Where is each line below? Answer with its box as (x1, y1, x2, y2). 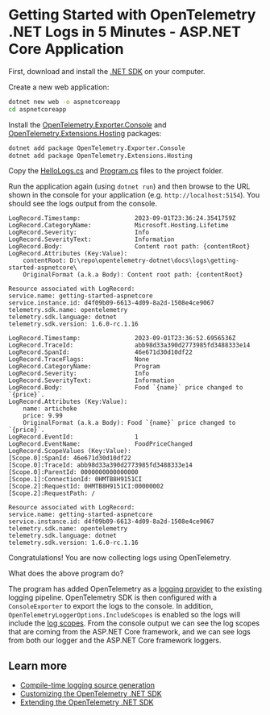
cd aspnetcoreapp (8, 105, 67, 114)
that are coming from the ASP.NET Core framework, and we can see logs (8, 627, 251, 637)
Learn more (8, 659, 68, 672)
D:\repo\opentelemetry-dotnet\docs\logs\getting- (69, 256, 240, 265)
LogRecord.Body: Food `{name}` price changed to (8, 384, 243, 392)
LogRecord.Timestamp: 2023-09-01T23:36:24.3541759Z (8, 214, 236, 222)
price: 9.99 (23, 412, 63, 420)
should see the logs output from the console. (8, 199, 157, 209)
